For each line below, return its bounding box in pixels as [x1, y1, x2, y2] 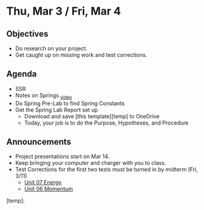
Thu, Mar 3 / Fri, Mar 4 [6, 4, 121, 18]
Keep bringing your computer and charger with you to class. [15, 159, 166, 167]
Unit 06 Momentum [24, 185, 73, 193]
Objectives [6, 29, 49, 39]
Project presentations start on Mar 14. [15, 153, 110, 160]
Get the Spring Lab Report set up [15, 106, 99, 114]
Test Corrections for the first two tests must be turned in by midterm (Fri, [15, 166, 198, 173]
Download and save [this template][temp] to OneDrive [24, 112, 160, 120]
